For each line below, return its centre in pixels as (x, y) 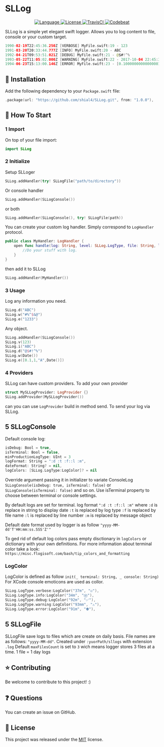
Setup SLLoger (20, 172)
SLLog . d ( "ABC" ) (20, 310)
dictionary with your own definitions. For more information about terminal (79, 544)
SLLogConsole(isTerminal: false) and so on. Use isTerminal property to (77, 490)
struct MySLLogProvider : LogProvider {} (47, 392)
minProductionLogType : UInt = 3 (38, 457)
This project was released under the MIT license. (54, 739)
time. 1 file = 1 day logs (28, 651)
